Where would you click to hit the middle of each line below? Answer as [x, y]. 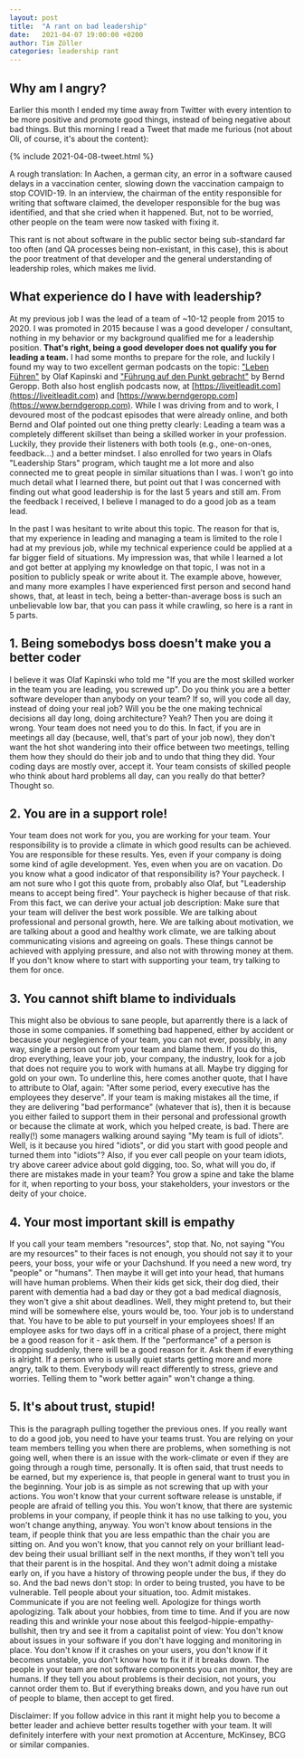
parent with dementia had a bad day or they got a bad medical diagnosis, [146, 1292]
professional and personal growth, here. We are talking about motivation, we [152, 922]
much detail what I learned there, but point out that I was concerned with [145, 482]
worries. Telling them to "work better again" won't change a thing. [132, 1378]
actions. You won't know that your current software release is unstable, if [146, 1496]
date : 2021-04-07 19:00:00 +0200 [76, 34]
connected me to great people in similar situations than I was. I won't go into [152, 473]
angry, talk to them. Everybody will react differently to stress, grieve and [144, 1369]
